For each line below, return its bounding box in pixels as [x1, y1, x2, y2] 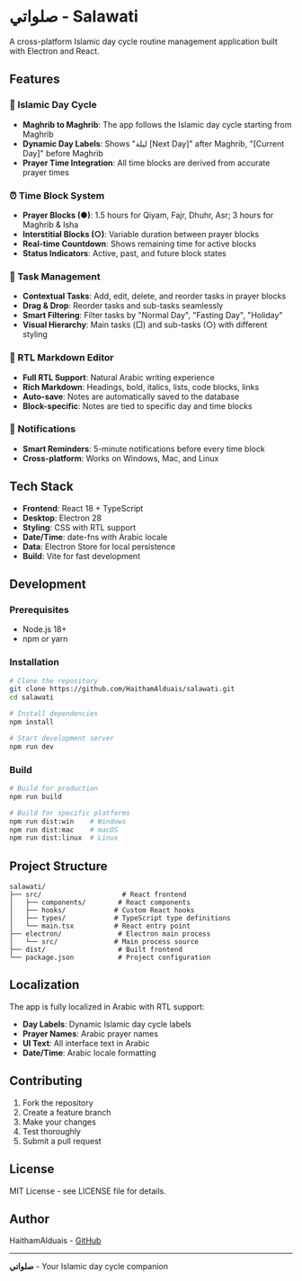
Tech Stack [9, 479, 74, 494]
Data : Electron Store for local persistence [22, 541, 176, 552]
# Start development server [9, 734, 115, 743]
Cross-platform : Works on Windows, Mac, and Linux [22, 452, 219, 464]
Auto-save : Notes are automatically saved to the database [22, 391, 240, 402]
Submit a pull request [22, 1135, 102, 1146]
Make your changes [22, 1116, 96, 1127]
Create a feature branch [22, 1107, 111, 1117]
